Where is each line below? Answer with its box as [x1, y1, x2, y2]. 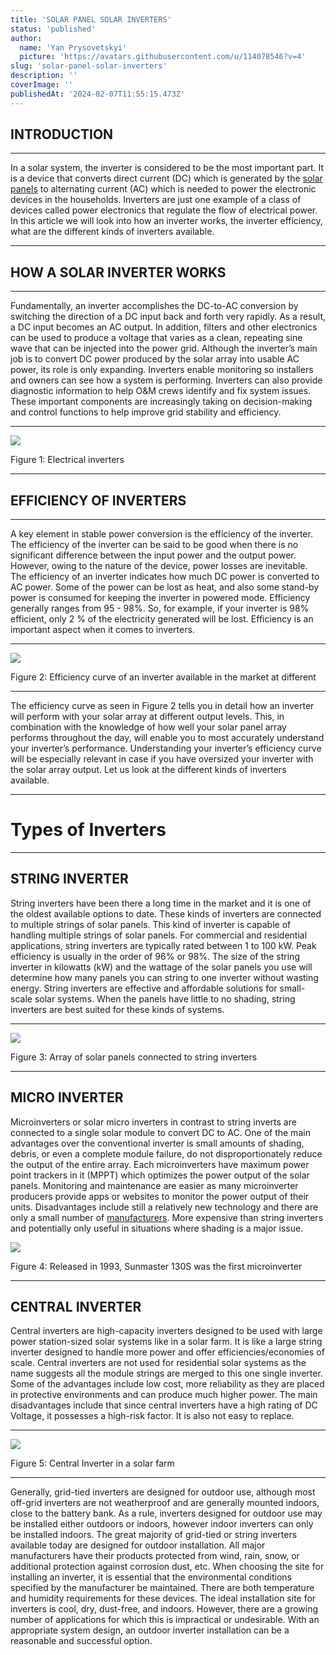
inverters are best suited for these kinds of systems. [10, 1003, 225, 1015]
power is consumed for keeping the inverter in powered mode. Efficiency [10, 592, 311, 604]
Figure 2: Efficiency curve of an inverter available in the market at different [10, 671, 317, 683]
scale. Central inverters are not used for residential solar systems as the [10, 1357, 307, 1369]
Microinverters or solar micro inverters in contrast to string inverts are [10, 1116, 297, 1128]
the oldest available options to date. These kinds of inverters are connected [10, 907, 322, 920]
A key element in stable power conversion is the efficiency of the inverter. [10, 528, 313, 540]
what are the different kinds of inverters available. [10, 226, 215, 238]
